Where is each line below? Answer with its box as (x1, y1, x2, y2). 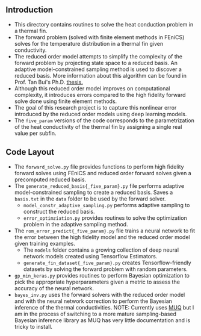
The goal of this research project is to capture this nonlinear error (14, 104, 177, 111)
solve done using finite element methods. (14, 98, 117, 105)
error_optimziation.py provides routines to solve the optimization (23, 214, 187, 222)
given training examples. (14, 240, 76, 247)
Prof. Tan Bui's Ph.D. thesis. (14, 78, 83, 86)
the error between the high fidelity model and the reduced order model (14, 233, 190, 240)
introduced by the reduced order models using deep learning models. (14, 110, 187, 117)
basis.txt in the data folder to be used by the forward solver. (14, 195, 166, 202)
